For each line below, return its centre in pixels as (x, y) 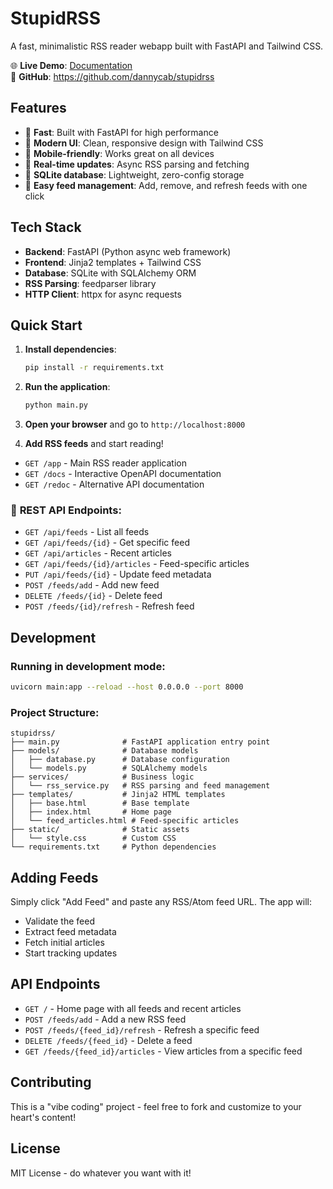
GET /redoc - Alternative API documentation (114, 484)
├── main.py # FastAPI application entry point (140, 742)
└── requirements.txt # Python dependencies (113, 847)
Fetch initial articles (64, 943)
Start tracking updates (71, 953)
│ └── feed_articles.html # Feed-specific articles (125, 821)
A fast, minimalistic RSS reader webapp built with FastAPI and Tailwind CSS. (167, 46)
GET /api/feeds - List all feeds (87, 532)
